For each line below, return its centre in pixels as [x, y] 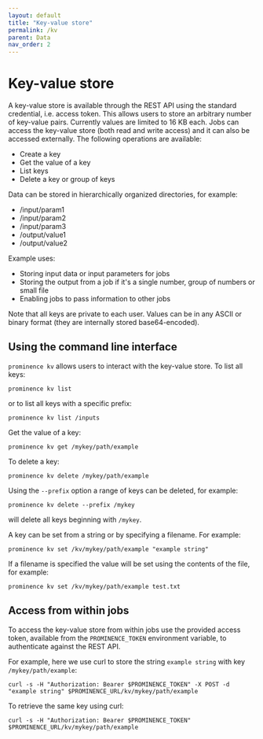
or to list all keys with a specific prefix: [70, 403]
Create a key [40, 154]
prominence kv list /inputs [54, 418]
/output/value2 [44, 243]
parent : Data [29, 37]
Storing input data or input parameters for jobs [95, 274]
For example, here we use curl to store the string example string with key [127, 661]
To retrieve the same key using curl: [66, 706]
